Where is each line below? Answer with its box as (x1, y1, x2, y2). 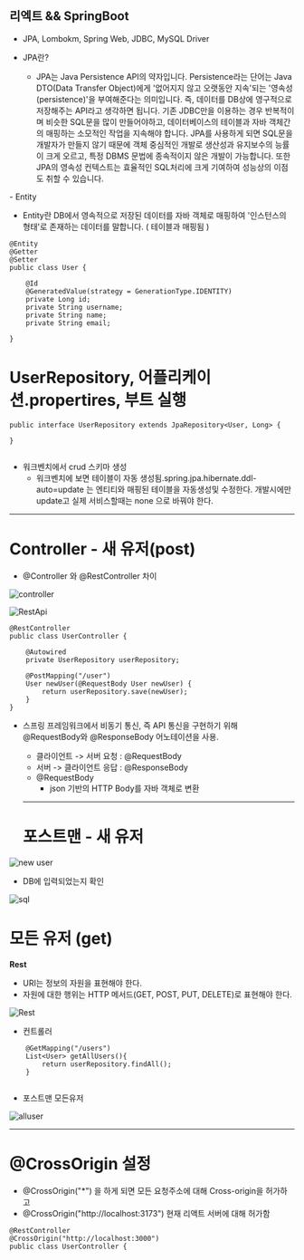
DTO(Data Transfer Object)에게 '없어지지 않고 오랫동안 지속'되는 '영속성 (35, 82, 293, 93)
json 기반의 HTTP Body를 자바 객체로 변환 (49, 783, 200, 794)
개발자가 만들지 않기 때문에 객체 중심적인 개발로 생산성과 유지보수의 (35, 139, 273, 149)
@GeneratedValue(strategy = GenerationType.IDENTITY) (25, 286, 233, 296)
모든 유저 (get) (9, 928, 113, 948)
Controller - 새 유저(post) (9, 538, 196, 559)
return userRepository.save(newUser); (42, 687, 188, 696)
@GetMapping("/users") (25, 1044, 111, 1053)
